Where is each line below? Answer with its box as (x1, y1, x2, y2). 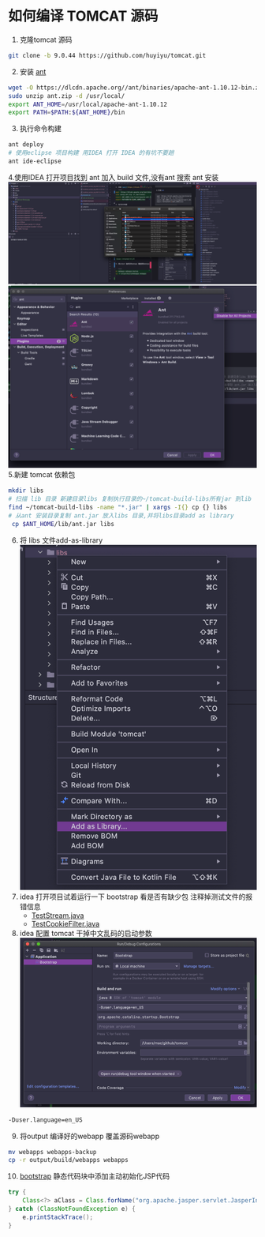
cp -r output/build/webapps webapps (8, 1156, 129, 1164)
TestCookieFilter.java (31, 919, 100, 929)
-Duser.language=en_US (8, 1115, 83, 1124)
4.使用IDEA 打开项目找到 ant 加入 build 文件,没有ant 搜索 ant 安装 (8, 172, 219, 182)
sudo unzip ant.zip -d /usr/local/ (8, 92, 125, 100)
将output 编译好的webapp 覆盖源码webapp (19, 1131, 160, 1141)
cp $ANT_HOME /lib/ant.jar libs (11, 520, 114, 528)
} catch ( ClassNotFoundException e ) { (8, 1205, 136, 1213)
